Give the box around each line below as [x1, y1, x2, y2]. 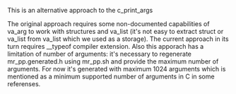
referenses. [7, 80, 41, 88]
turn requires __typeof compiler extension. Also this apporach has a [7, 42, 204, 50]
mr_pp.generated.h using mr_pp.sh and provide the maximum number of [7, 57, 219, 66]
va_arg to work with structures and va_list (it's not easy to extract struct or [7, 28, 224, 35]
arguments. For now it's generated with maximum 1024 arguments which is [7, 65, 226, 73]
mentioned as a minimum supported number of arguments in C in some [7, 72, 215, 81]
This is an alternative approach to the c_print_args [7, 6, 153, 14]
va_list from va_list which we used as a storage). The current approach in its [7, 35, 229, 43]
